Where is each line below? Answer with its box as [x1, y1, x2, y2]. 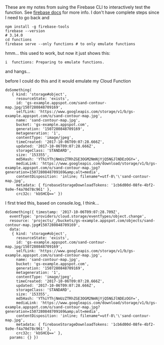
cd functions [5, 37, 32, 42]
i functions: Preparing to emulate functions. [5, 60, 105, 65]
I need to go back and [5, 15, 50, 20]
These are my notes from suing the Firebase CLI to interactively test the [5, 4, 151, 10]
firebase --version [5, 29, 45, 34]
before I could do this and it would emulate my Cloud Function [5, 78, 131, 84]
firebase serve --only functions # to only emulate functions [5, 42, 135, 46]
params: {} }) [9, 335, 38, 340]
